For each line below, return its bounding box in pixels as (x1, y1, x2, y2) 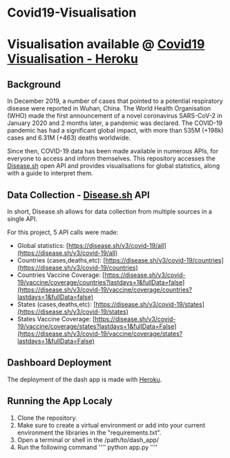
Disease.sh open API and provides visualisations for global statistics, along (7, 162, 220, 170)
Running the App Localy (7, 395, 113, 407)
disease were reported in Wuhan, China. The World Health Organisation (7, 104, 211, 113)
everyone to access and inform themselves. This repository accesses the (7, 154, 216, 163)
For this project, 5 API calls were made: (7, 228, 119, 236)
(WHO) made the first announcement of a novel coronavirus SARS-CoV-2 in (7, 112, 222, 120)
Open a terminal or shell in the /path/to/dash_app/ (17, 435, 160, 443)
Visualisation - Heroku (7, 51, 138, 67)
